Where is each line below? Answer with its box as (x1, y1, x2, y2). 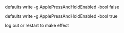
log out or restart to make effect (5, 22, 69, 28)
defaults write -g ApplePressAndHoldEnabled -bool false (5, 4, 120, 10)
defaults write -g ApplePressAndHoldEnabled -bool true (5, 13, 118, 19)
